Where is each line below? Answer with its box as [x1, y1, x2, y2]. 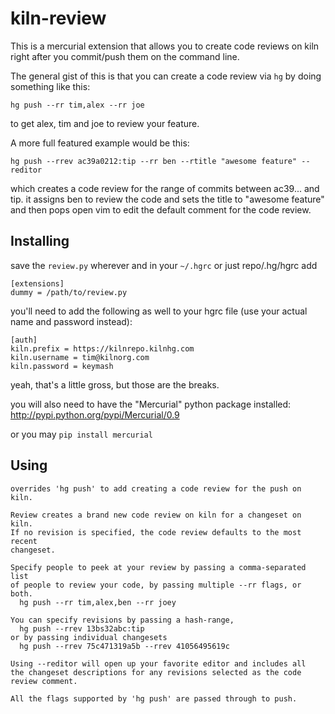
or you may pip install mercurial [10, 428, 153, 440]
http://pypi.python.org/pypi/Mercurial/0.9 [10, 408, 180, 421]
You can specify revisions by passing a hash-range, [10, 615, 235, 625]
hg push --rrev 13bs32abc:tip [19, 623, 145, 634]
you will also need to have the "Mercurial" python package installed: [10, 398, 292, 410]
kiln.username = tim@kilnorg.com [10, 352, 150, 362]
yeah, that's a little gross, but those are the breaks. [10, 378, 220, 391]
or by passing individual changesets [10, 632, 168, 642]
